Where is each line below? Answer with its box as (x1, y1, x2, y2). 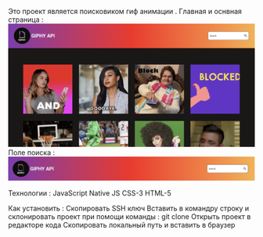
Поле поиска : (8, 148, 56, 157)
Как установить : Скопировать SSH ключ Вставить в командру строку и (8, 203, 250, 213)
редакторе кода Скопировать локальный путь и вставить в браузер (8, 220, 236, 229)
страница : (8, 15, 45, 24)
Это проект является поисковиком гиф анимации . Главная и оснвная (8, 7, 243, 16)
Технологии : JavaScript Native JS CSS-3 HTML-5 (8, 188, 172, 198)
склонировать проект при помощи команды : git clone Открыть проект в (8, 211, 251, 221)
